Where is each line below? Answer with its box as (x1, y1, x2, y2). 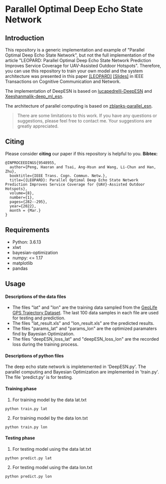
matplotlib (12, 260, 33, 266)
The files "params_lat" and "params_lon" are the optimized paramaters (12, 326, 157, 332)
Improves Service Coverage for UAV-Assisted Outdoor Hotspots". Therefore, (5, 63, 162, 68)
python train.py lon (5, 424, 48, 429)
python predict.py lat (5, 455, 52, 461)
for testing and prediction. (12, 315, 65, 321)
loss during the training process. (12, 341, 79, 348)
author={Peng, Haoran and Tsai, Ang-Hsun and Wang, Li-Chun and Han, (9, 165, 156, 170)
